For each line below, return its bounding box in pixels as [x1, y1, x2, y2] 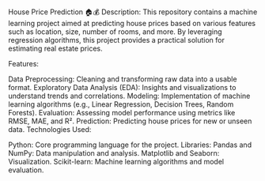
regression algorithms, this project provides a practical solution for [8, 36, 225, 44]
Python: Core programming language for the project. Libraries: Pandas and [8, 140, 252, 149]
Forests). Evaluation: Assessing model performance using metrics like [8, 108, 236, 117]
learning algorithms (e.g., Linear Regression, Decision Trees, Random [8, 100, 234, 109]
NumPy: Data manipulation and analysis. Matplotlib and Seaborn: [8, 149, 220, 157]
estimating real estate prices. [8, 43, 103, 53]
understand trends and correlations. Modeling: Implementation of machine [8, 91, 251, 100]
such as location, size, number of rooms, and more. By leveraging [8, 27, 223, 36]
